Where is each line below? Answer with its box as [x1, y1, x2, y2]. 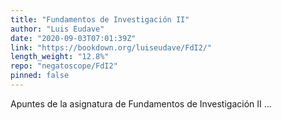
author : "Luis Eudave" [10, 24, 105, 34]
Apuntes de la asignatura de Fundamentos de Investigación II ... [10, 97, 272, 110]
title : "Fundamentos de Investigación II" [10, 14, 190, 25]
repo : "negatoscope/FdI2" [10, 61, 118, 71]
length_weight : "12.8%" [10, 52, 110, 62]
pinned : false [10, 71, 70, 81]
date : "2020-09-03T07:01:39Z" [10, 33, 137, 43]
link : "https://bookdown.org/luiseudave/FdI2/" [10, 42, 213, 53]
